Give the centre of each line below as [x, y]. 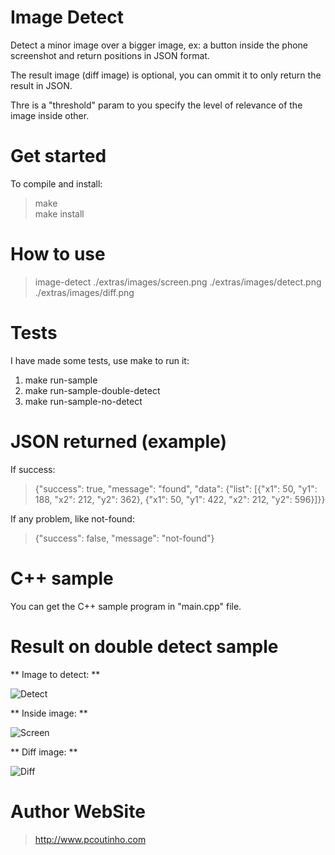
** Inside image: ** [49, 713]
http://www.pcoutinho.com [90, 839]
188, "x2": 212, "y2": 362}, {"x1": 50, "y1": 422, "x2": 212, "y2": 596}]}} [180, 499]
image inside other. [50, 115]
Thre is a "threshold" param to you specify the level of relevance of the [156, 105]
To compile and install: [56, 183]
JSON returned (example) [118, 441]
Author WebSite [78, 811]
